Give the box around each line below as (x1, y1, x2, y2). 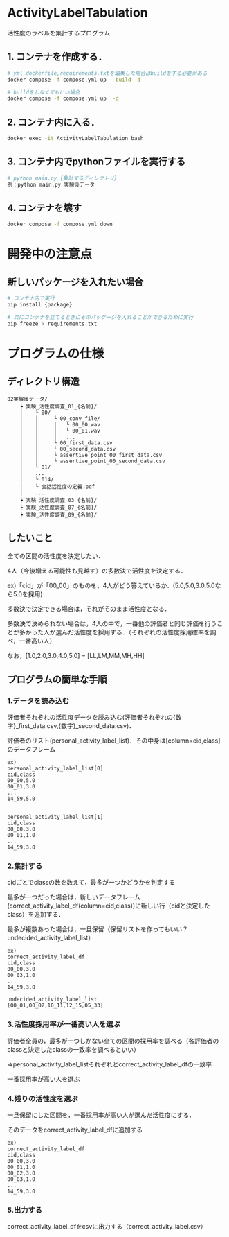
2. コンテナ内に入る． (7, 116, 100, 128)
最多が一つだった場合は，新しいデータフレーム (7, 893, 140, 901)
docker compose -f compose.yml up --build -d (7, 76, 140, 83)
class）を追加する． (7, 910, 65, 919)
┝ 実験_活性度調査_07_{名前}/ (19, 504, 98, 511)
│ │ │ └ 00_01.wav (19, 427, 100, 434)
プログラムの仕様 (7, 345, 104, 361)
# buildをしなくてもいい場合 (7, 89, 80, 96)
